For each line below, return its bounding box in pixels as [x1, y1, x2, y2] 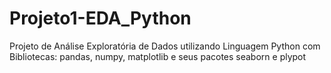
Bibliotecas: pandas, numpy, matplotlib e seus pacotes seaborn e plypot [9, 50, 307, 62]
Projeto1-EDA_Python [9, 7, 192, 30]
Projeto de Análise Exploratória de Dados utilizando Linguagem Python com [9, 40, 321, 52]
